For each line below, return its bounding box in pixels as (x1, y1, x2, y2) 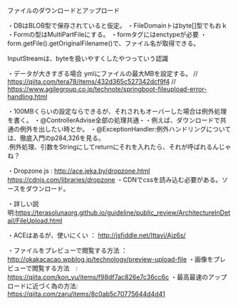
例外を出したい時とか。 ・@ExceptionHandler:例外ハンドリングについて (19, 125, 232, 133)
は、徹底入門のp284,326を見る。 (7, 134, 105, 142)
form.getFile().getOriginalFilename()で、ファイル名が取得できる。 (7, 39, 200, 48)
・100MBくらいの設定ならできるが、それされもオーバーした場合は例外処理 (7, 107, 227, 115)
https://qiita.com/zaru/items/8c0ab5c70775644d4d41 (7, 290, 165, 298)
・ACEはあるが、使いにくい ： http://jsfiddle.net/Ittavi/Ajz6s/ (7, 231, 187, 240)
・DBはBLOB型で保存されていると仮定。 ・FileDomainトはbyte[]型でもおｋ (7, 21, 228, 30)
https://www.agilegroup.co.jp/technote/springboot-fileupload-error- (7, 85, 207, 93)
